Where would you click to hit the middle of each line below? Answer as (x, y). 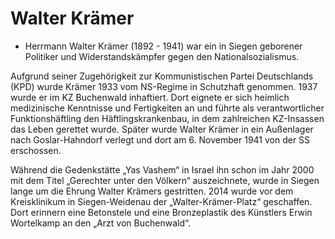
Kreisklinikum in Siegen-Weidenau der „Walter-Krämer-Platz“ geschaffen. (161, 201)
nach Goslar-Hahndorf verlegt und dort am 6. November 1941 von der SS (160, 139)
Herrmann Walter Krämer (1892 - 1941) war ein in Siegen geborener (163, 46)
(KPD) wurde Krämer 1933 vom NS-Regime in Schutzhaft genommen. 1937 (164, 86)
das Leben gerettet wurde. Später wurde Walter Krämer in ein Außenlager (162, 129)
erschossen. (36, 150)
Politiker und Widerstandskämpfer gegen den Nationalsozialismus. (162, 56)
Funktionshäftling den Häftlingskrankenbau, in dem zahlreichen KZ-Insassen (167, 118)
